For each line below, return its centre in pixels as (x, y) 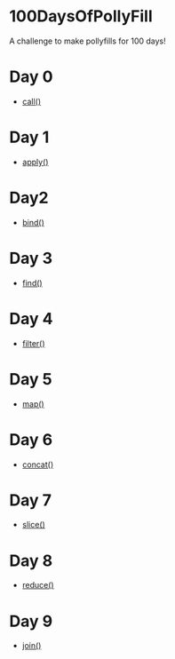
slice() (34, 525)
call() (32, 101)
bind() (33, 222)
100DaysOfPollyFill (81, 16)
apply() (35, 162)
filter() (34, 343)
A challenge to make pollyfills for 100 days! (87, 41)
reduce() (38, 585)
